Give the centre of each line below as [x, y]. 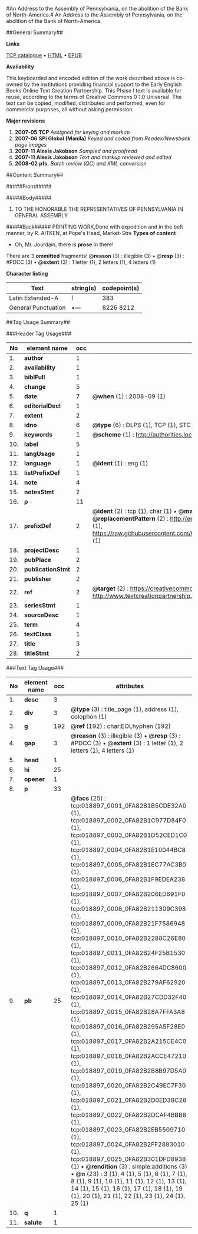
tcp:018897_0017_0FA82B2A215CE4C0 [128, 1041]
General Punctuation [37, 307]
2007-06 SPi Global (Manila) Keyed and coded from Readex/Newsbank [103, 138]
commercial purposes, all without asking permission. [70, 109]
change [35, 387]
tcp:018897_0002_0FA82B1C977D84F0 [128, 820]
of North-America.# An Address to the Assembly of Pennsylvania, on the [94, 15]
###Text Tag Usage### [35, 668]
